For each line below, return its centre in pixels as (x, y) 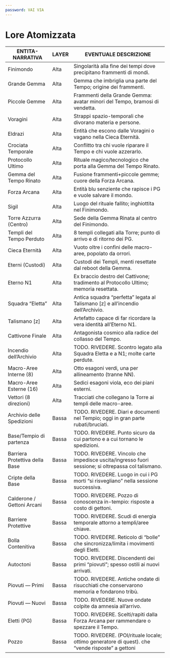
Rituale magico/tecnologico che (111, 160)
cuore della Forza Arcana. (104, 180)
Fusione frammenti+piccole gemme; (116, 174)
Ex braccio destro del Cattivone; (112, 276)
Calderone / (22, 498)
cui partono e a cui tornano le (108, 439)
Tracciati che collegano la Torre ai (114, 397)
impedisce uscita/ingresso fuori (111, 460)
